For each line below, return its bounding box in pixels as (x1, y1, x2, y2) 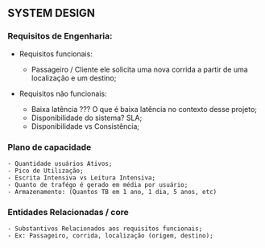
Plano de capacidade (7, 141, 92, 152)
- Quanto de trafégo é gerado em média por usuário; (7, 180, 188, 188)
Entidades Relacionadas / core (7, 206, 130, 217)
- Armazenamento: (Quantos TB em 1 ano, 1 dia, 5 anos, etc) (7, 188, 217, 196)
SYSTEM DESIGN (7, 6, 96, 20)
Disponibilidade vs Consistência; (31, 121, 140, 131)
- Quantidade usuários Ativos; (7, 159, 113, 167)
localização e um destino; (31, 72, 117, 83)
